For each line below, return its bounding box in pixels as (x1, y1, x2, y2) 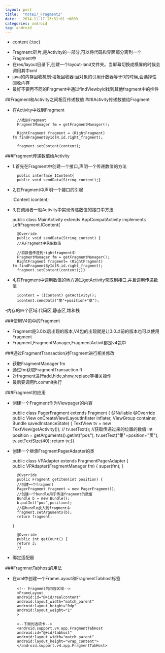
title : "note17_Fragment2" (5, 12, 63, 17)
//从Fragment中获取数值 (17, 241, 62, 246)
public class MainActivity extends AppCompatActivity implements (12, 217, 146, 223)
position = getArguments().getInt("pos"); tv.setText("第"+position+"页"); (12, 432, 159, 438)
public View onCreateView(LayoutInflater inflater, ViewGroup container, (12, 415, 157, 421)
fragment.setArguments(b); (17, 510, 72, 515)
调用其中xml (12, 67, 37, 74)
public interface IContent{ (17, 173, 75, 178)
